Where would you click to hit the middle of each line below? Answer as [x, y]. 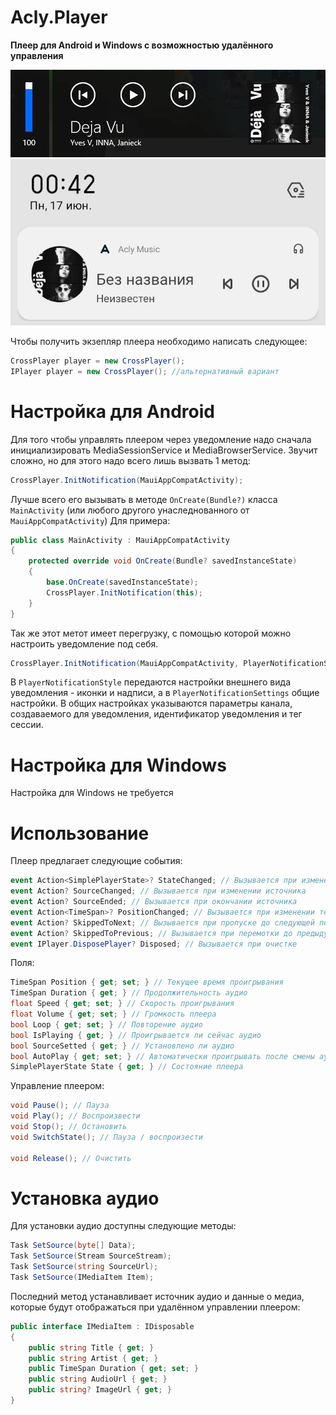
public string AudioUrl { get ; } [98, 1379]
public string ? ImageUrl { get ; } [100, 1390]
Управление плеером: [57, 1086]
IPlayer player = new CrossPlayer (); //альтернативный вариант [145, 371]
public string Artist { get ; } [93, 1358]
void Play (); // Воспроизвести [75, 1116]
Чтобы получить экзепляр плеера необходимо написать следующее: [159, 341]
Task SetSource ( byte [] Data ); [73, 1246]
